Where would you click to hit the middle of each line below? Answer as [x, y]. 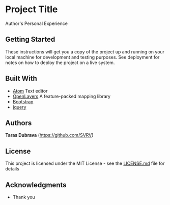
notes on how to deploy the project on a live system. [60, 63]
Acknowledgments [36, 185]
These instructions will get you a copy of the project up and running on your [85, 51]
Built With [21, 79]
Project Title [32, 9]
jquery [19, 107]
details [12, 169]
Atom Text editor [30, 91]
